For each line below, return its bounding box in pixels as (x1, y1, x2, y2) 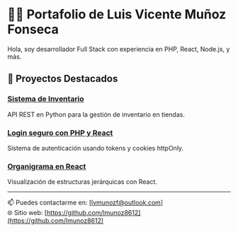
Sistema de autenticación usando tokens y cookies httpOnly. (7, 144, 184, 152)
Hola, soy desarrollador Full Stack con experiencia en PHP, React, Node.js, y (7, 45, 230, 53)
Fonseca (7, 21, 59, 37)
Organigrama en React (7, 161, 86, 171)
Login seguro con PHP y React (7, 127, 113, 137)
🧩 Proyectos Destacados (7, 73, 118, 85)
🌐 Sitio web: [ (7, 209, 47, 217)
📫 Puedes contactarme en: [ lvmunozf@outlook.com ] (7, 198, 164, 207)
